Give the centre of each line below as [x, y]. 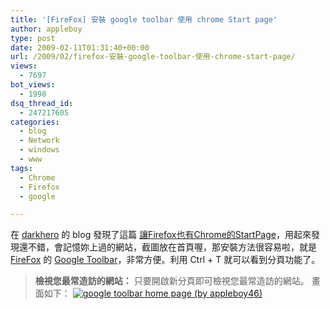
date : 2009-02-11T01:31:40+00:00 [80, 47]
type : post [33, 38]
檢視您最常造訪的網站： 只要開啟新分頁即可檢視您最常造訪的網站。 [172, 281]
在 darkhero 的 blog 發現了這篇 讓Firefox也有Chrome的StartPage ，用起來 [161, 235]
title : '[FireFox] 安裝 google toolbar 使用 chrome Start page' [144, 19]
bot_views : [33, 85]
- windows [39, 150]
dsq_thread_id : [42, 103]
